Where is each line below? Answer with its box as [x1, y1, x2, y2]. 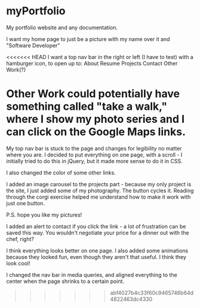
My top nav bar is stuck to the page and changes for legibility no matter [6, 144, 182, 152]
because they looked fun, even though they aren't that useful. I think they [6, 253, 187, 260]
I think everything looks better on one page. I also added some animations [6, 247, 189, 254]
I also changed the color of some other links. [6, 169, 116, 176]
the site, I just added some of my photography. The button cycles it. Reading [6, 187, 194, 194]
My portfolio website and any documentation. [6, 24, 118, 31]
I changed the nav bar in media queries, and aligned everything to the [6, 271, 177, 278]
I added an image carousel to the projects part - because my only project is [6, 180, 192, 187]
